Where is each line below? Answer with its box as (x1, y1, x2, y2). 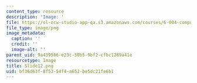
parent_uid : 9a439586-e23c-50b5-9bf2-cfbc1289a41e (6, 52, 133, 58)
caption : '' (11, 36, 41, 41)
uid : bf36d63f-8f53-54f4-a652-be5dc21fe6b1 (6, 68, 114, 74)
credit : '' (11, 41, 38, 47)
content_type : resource (6, 8, 64, 15)
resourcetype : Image (6, 57, 57, 63)
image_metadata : (6, 30, 46, 36)
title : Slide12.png (6, 63, 54, 69)
